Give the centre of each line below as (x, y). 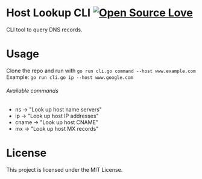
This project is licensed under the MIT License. (65, 170)
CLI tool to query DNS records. (44, 30)
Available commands (33, 91)
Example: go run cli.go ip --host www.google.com (70, 77)
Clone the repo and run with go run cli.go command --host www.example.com (101, 71)
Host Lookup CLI (49, 13)
